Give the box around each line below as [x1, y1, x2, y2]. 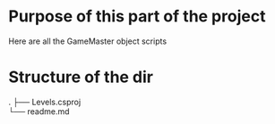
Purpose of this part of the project [8, 6, 266, 27]
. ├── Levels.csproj [8, 96, 82, 107]
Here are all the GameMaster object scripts [8, 36, 168, 46]
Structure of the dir [8, 67, 154, 87]
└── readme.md [8, 105, 70, 117]
